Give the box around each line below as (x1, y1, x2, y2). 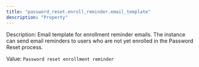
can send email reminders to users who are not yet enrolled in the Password (6, 37, 194, 44)
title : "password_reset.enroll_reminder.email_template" (6, 8, 151, 15)
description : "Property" (6, 14, 68, 20)
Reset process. (6, 43, 44, 51)
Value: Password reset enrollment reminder (6, 55, 115, 62)
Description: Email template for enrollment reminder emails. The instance (6, 31, 186, 38)
